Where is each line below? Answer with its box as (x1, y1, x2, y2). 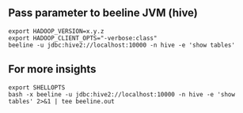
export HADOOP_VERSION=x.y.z (8, 27, 104, 35)
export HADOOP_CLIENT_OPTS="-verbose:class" (8, 34, 158, 42)
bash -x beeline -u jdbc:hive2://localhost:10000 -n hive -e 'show (8, 90, 236, 98)
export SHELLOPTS (8, 83, 66, 92)
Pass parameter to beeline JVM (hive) (8, 6, 198, 20)
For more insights (8, 62, 97, 76)
